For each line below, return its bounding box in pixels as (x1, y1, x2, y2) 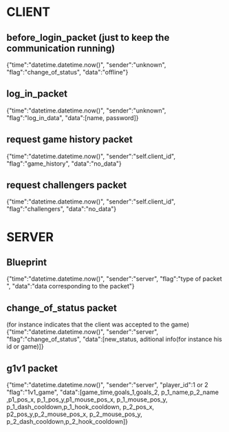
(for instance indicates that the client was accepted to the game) (6, 320, 190, 328)
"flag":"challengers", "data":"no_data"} (6, 205, 117, 213)
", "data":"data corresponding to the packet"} (6, 282, 135, 291)
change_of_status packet (6, 302, 118, 314)
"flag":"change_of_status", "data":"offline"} (6, 68, 129, 76)
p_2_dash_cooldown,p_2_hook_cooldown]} (6, 418, 129, 426)
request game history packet (6, 134, 133, 146)
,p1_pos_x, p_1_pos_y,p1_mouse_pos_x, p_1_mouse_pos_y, (6, 395, 168, 404)
